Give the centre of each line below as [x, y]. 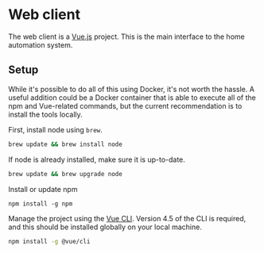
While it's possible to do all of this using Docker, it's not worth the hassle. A [131, 89]
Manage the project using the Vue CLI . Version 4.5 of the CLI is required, [127, 218]
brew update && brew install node [66, 144]
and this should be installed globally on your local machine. [105, 227]
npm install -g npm [41, 204]
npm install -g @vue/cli [49, 241]
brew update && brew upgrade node [66, 174]
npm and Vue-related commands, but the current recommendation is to [125, 105]
